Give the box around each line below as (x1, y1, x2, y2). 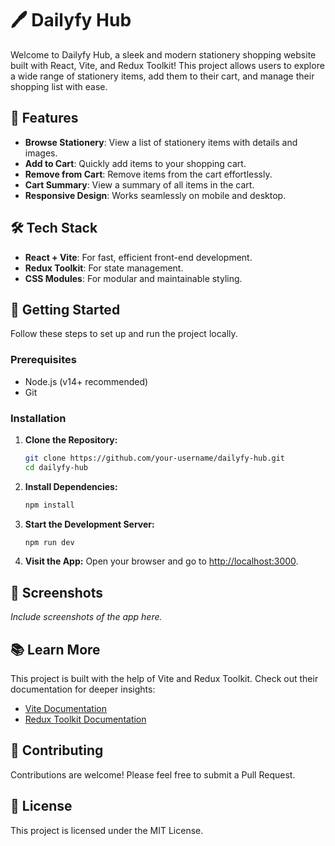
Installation (10, 411, 67, 425)
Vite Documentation (24, 703, 108, 715)
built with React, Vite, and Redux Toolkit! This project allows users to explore (10, 59, 325, 71)
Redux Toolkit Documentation (24, 713, 147, 726)
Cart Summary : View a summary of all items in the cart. (24, 178, 255, 191)
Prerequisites (10, 353, 77, 367)
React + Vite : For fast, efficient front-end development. (24, 251, 253, 263)
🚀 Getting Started (10, 301, 121, 318)
